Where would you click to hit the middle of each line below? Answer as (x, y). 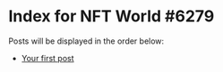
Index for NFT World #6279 (111, 16)
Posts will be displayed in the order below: (86, 41)
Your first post (47, 58)
